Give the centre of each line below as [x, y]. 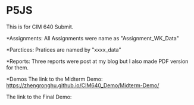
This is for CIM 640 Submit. [40, 27]
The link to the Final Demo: [39, 97]
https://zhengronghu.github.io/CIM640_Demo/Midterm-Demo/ [83, 85]
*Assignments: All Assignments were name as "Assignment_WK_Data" [93, 38]
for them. [17, 67]
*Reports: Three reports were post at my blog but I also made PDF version [97, 61]
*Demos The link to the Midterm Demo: [54, 79]
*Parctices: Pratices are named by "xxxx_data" [64, 50]
